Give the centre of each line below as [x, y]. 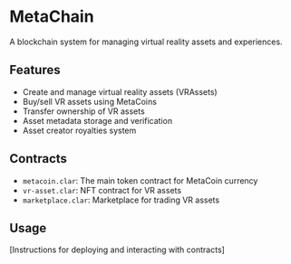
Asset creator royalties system [79, 130]
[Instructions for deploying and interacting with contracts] [117, 250]
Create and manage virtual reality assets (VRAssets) [120, 91]
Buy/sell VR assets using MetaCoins [89, 101]
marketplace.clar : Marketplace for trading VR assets [121, 200]
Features [35, 70]
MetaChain [52, 17]
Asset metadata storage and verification [97, 120]
